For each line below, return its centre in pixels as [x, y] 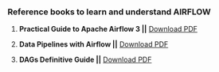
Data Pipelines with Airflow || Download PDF [94, 44]
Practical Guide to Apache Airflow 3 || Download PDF [108, 29]
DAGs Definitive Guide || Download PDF [85, 60]
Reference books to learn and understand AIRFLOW [109, 12]
